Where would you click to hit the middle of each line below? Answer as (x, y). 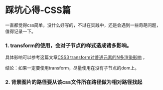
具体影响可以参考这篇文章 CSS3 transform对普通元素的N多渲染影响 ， (76, 57)
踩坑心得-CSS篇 (38, 10)
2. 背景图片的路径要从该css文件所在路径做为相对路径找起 (74, 82)
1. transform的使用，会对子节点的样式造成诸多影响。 (69, 45)
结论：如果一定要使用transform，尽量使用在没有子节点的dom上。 (72, 68)
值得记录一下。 (20, 31)
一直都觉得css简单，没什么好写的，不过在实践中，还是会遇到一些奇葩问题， (83, 25)
